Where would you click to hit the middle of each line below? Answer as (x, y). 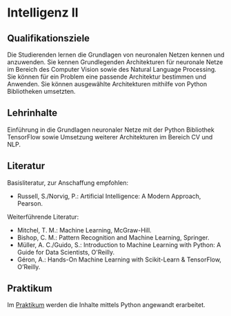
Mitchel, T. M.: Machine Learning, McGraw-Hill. (84, 230)
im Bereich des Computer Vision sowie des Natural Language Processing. (112, 69)
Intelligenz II (43, 13)
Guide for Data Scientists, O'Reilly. (66, 252)
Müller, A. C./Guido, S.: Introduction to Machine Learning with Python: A (119, 245)
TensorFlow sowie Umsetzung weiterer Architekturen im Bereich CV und (110, 137)
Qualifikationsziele (49, 38)
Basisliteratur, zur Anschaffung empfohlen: (68, 182)
